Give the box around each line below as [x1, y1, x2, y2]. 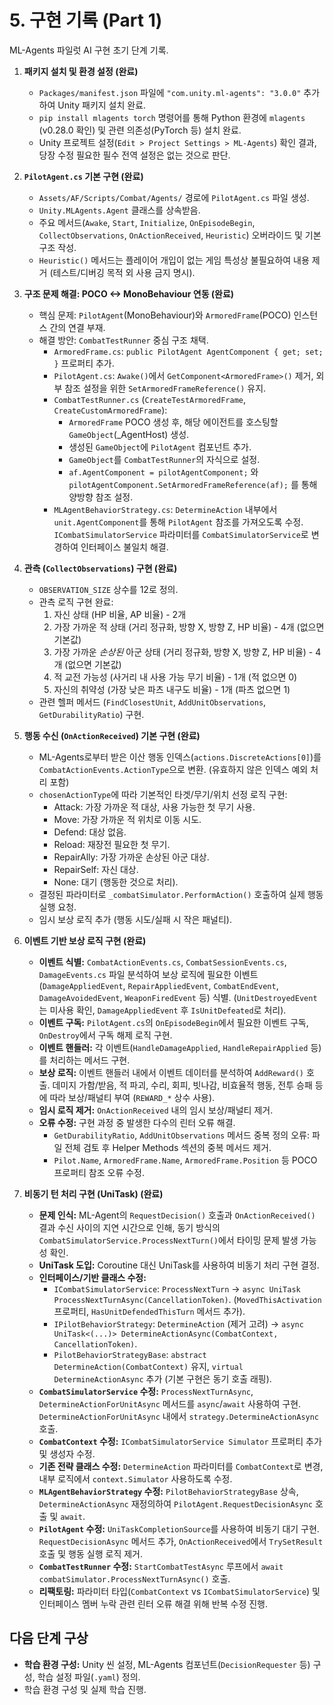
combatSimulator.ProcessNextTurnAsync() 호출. [38, 1572, 231, 1585]
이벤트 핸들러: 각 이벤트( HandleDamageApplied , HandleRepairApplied [38, 1041, 309, 1053]
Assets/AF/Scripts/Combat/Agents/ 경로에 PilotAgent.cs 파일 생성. [38, 191, 310, 203]
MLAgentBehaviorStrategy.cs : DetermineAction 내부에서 [53, 503, 278, 515]
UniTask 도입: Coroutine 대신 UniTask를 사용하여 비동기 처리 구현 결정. [38, 1259, 320, 1271]
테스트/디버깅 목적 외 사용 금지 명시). [52, 266, 196, 278]
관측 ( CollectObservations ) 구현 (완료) [23, 562, 178, 574]
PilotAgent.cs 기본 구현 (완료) [23, 170, 144, 182]
